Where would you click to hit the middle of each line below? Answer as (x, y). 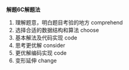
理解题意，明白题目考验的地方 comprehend (69, 23)
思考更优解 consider (40, 45)
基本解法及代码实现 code (46, 38)
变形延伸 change (36, 61)
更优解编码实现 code (41, 53)
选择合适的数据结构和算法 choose (57, 30)
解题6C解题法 (23, 9)
